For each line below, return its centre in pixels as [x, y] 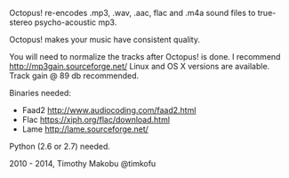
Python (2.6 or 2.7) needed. [60, 146]
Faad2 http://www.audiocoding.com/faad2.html [109, 110]
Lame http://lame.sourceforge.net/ [85, 129]
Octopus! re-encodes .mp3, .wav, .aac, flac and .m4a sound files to [132, 13]
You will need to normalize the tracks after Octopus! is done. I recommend [145, 57]
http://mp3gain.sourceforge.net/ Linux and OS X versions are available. [140, 66]
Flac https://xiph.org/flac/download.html [96, 120]
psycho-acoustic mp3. [76, 22]
